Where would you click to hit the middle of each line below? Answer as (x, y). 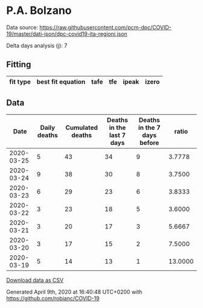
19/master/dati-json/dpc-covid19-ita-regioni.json (67, 33)
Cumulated (82, 127)
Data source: (22, 27)
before (150, 142)
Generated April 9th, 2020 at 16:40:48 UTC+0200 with (74, 292)
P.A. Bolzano (39, 11)
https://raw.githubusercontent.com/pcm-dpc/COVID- (105, 27)
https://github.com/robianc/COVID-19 (53, 298)
